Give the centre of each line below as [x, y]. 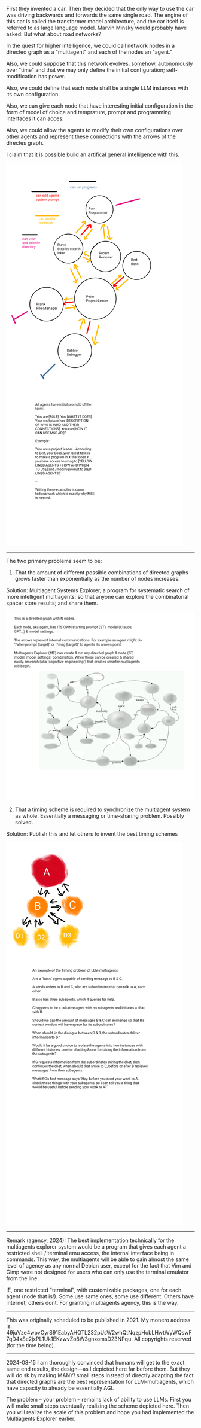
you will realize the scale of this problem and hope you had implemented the [100, 1412]
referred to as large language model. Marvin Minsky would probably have [97, 28]
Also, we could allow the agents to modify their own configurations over [95, 130]
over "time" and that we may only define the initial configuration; [86, 70]
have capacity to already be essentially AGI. [60, 1388]
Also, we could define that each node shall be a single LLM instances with [97, 88]
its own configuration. [33, 94]
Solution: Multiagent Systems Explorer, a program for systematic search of [98, 590]
